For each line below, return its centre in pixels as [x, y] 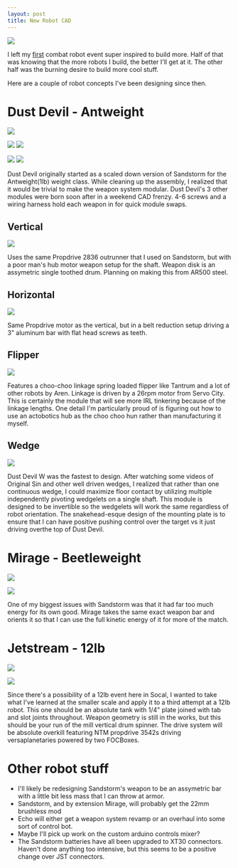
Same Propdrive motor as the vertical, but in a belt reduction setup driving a [118, 325]
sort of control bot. [45, 826]
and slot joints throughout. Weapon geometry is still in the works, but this [114, 717]
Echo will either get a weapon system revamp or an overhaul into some [121, 818]
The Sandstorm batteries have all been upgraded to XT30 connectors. [120, 841]
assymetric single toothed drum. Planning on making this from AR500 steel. [118, 272]
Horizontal [31, 295]
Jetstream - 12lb [56, 648]
